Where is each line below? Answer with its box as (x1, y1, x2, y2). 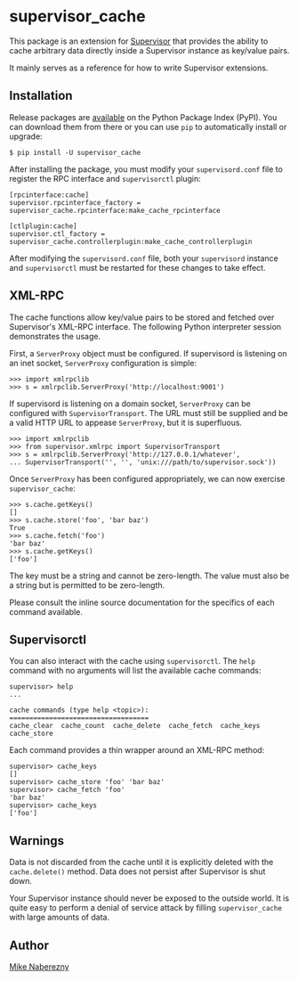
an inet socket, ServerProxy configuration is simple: (9, 357, 197, 368)
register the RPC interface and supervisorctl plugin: (9, 173, 202, 184)
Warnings (9, 833, 65, 848)
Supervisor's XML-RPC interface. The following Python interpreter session (9, 321, 282, 331)
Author (9, 937, 49, 952)
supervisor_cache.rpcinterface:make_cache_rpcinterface (9, 206, 221, 215)
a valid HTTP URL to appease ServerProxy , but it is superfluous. (9, 417, 243, 428)
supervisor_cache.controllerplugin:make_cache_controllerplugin (9, 237, 253, 246)
